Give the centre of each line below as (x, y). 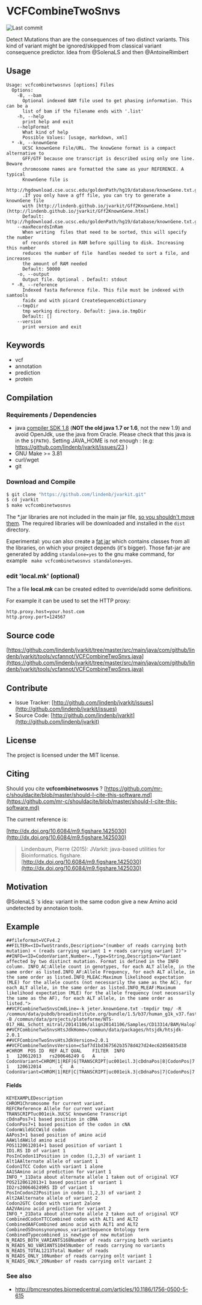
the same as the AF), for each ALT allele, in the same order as (90, 998)
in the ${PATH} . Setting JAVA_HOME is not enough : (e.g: (84, 441)
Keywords (26, 345)
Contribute (27, 688)
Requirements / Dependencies (52, 415)
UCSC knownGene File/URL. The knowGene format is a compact (99, 148)
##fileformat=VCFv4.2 (33, 941)
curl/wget (27, 460)
